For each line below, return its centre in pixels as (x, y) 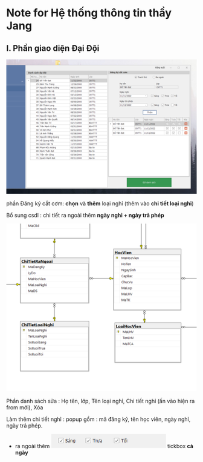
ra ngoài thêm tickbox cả (104, 446)
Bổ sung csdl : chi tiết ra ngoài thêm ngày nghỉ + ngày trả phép (85, 216)
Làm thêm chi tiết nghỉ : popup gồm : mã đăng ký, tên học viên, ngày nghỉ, (98, 419)
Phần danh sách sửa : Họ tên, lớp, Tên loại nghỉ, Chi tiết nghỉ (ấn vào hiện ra (101, 401)
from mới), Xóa (25, 408)
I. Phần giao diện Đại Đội (53, 48)
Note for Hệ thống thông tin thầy (89, 13)
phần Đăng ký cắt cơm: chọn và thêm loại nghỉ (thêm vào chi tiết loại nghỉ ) (100, 203)
